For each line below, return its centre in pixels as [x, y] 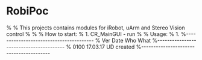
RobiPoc [28, 11]
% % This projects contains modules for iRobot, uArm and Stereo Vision [96, 28]
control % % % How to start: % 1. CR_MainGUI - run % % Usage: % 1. [93, 34]
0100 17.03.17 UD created [104, 47]
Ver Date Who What [126, 40]
